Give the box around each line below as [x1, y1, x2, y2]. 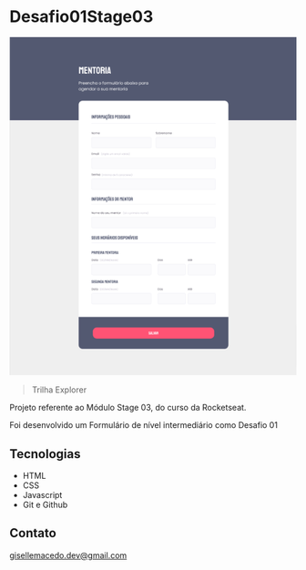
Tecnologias [9, 446, 81, 462]
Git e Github [22, 499, 68, 511]
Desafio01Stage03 [9, 6, 154, 27]
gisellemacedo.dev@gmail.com [9, 549, 127, 561]
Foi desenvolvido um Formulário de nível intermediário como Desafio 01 [9, 420, 278, 431]
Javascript [22, 490, 63, 501]
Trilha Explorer [31, 384, 87, 395]
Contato [9, 525, 56, 541]
